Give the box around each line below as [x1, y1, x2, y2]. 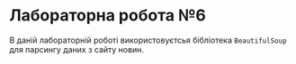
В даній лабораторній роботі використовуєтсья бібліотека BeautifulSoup [9, 35, 287, 45]
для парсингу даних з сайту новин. [9, 44, 144, 54]
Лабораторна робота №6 [9, 5, 207, 26]
